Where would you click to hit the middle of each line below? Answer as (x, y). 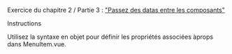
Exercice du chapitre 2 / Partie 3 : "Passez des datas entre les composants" (116, 10)
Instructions (24, 23)
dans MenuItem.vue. (37, 44)
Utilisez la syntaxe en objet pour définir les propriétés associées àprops (110, 37)
